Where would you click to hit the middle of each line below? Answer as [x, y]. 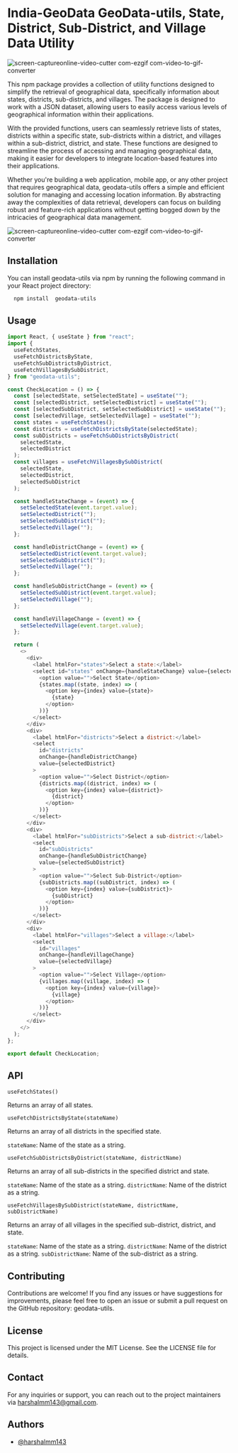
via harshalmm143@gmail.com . [53, 1402]
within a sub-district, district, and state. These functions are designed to [113, 143]
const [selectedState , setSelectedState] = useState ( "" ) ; [101, 396]
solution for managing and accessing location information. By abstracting [114, 194]
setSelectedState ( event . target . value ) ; [79, 508]
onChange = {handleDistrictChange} [88, 757]
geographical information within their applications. [81, 114]
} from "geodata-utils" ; [44, 377]
